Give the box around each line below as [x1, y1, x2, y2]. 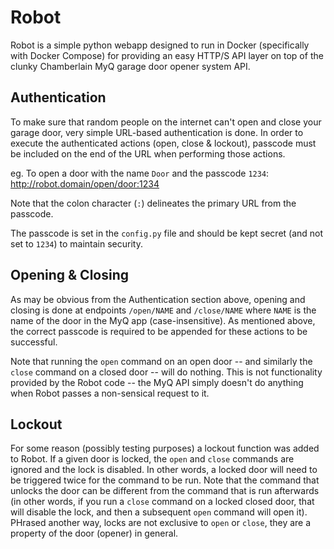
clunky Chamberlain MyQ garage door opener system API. [10, 60, 251, 72]
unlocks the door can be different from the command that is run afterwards [10, 485, 320, 497]
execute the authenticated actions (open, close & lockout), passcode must [10, 137, 317, 149]
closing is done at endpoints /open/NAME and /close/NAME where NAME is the [10, 304, 317, 316]
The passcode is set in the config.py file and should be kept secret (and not [10, 227, 324, 239]
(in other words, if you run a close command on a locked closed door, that [10, 496, 315, 508]
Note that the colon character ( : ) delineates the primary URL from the [10, 197, 297, 209]
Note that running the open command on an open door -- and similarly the [10, 355, 313, 367]
